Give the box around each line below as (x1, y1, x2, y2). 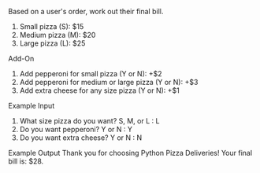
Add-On (8, 54, 35, 63)
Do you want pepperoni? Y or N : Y (19, 125, 132, 134)
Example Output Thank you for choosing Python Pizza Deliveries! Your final (8, 149, 253, 157)
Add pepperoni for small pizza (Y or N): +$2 (19, 69, 162, 78)
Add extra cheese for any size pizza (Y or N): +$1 (19, 86, 180, 95)
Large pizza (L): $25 (19, 39, 86, 48)
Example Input (8, 101, 55, 110)
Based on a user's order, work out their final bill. (8, 7, 164, 16)
